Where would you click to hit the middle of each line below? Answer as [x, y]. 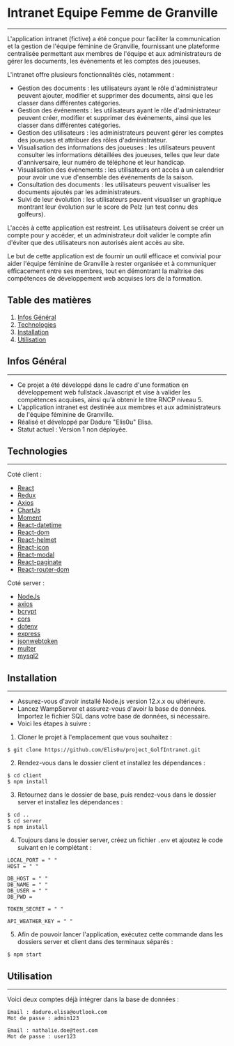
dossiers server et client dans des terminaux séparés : [95, 942]
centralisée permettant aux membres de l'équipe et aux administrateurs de [114, 53]
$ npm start [24, 955]
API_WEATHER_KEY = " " [40, 922]
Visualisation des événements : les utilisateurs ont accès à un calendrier [120, 170]
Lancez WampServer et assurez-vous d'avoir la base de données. [112, 709]
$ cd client [24, 776]
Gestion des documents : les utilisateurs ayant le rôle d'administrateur [117, 88]
